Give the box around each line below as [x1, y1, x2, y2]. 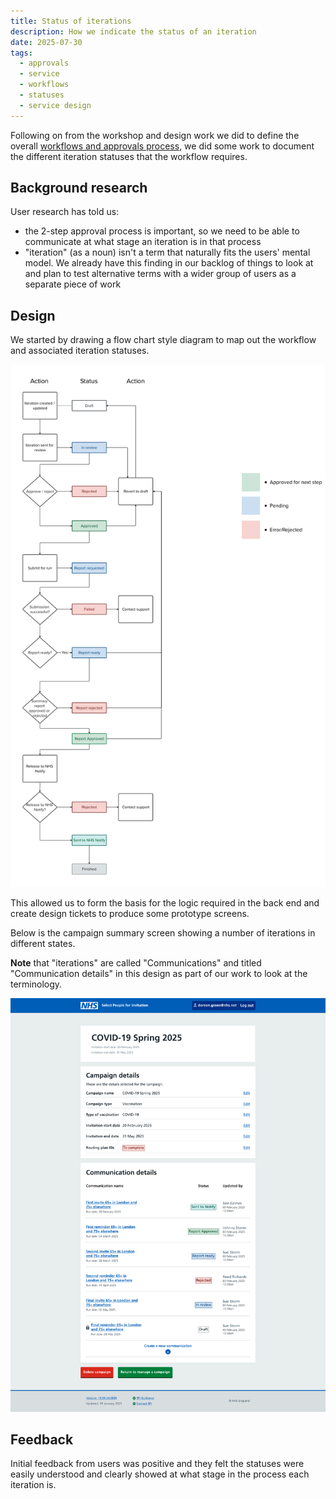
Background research [10, 180, 148, 197]
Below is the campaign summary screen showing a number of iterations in [10, 926, 316, 939]
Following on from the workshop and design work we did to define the [10, 129, 300, 141]
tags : [10, 48, 33, 58]
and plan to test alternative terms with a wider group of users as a [24, 268, 297, 280]
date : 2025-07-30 [10, 37, 83, 47]
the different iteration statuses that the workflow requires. [10, 150, 248, 162]
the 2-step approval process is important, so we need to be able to [24, 225, 300, 237]
